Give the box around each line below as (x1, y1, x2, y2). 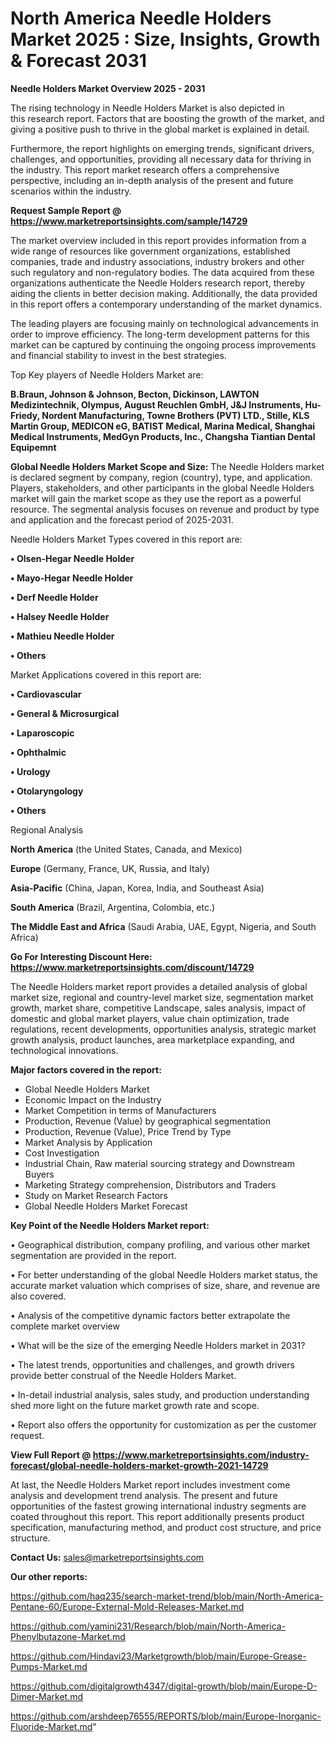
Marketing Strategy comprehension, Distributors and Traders (24, 1178, 277, 1191)
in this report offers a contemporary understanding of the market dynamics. (10, 298, 322, 310)
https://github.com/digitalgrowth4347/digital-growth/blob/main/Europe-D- (10, 1680, 318, 1692)
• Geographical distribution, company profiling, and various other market (10, 1238, 311, 1251)
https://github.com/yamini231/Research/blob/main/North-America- (10, 1620, 287, 1632)
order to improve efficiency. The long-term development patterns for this (10, 328, 310, 340)
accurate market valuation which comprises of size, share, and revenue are (10, 1279, 321, 1291)
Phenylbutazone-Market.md (10, 1630, 126, 1642)
